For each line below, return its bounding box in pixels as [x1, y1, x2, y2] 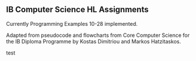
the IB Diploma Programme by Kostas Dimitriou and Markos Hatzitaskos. [6, 38, 181, 45]
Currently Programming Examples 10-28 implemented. [6, 20, 138, 27]
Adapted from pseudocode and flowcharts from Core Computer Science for [6, 32, 190, 39]
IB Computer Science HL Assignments [6, 5, 149, 15]
